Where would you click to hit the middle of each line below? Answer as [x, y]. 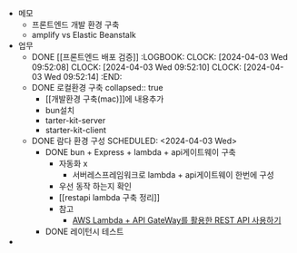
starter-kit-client [76, 130]
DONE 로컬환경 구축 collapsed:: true [97, 88]
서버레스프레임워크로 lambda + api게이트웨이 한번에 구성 [173, 175]
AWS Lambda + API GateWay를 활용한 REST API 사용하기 [177, 220]
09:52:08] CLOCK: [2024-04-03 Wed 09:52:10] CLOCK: [137, 67]
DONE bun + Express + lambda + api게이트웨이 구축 [140, 152]
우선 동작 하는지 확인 [95, 186]
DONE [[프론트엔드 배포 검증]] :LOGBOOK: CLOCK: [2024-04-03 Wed [159, 57]
